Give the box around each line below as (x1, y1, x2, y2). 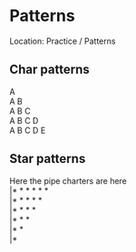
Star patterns (9, 151, 86, 166)
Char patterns (9, 62, 90, 77)
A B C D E (9, 125, 46, 136)
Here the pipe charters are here (9, 175, 127, 186)
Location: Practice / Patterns (9, 35, 116, 46)
